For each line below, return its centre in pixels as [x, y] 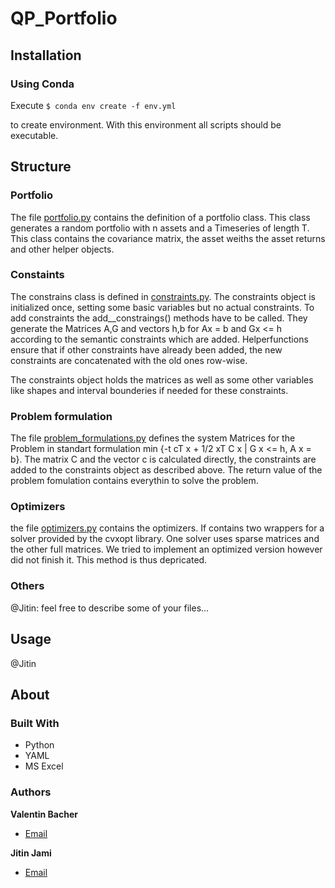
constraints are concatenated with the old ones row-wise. [129, 360]
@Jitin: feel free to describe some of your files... [110, 608]
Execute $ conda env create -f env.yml [93, 105]
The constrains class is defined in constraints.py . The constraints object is [163, 296]
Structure [41, 167]
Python [39, 745]
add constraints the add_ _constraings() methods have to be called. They [159, 318]
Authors [31, 792]
